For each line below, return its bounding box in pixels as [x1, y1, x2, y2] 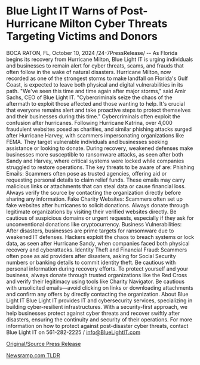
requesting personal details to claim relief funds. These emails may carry [6, 176, 186, 183]
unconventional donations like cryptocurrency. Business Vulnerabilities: [6, 220, 182, 228]
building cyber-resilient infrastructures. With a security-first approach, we [6, 303, 188, 310]
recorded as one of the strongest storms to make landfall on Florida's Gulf [6, 75, 188, 82]
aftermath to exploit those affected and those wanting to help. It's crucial [6, 100, 185, 107]
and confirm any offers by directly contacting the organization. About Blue [6, 290, 189, 297]
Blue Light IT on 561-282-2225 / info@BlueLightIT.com [6, 329, 141, 336]
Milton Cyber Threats [59, 17, 168, 30]
